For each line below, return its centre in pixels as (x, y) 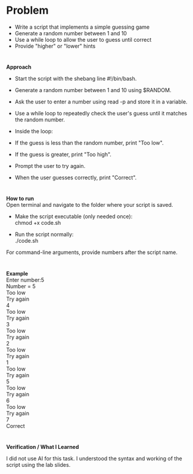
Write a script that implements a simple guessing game (82, 27)
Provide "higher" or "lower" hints (55, 46)
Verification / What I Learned (43, 447)
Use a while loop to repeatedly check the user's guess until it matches (101, 114)
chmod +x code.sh (38, 223)
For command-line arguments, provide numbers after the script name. (92, 252)
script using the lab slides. (38, 464)
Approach (19, 67)
